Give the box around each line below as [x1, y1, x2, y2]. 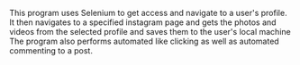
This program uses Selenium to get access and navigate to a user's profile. [9, 8, 287, 18]
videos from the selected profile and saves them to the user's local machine [9, 27, 291, 37]
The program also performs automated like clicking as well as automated [9, 36, 279, 46]
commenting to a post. [9, 45, 93, 56]
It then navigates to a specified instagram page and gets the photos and [9, 17, 277, 28]
